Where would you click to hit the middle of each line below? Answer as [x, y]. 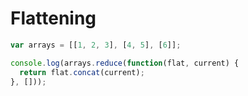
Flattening [53, 18]
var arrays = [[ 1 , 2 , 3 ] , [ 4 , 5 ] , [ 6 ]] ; [96, 45]
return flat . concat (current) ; [82, 72]
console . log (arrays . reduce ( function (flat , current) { [125, 63]
